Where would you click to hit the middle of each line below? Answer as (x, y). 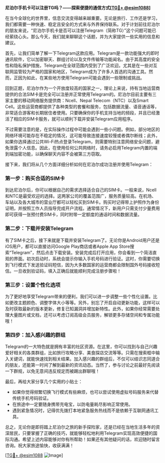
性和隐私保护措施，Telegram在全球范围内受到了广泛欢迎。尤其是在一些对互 (81, 65)
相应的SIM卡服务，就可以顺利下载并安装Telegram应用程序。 (74, 119)
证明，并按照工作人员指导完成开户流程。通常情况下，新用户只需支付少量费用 (82, 208)
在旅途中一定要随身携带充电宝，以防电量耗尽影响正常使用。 (72, 405)
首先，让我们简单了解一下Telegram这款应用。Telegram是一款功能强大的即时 (82, 53)
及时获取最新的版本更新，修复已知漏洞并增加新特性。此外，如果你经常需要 (80, 309)
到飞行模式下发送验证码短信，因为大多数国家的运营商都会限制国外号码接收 (80, 264)
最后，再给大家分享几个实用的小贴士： (44, 382)
